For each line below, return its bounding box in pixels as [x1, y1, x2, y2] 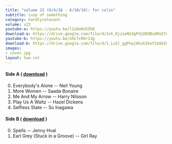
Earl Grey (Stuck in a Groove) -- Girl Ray [12, 133, 97, 139]
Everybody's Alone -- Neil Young [12, 83, 83, 89]
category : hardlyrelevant [5, 17, 60, 22]
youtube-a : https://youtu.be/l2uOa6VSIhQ [5, 27, 95, 32]
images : [5, 46, 22, 51]
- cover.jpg [5, 50, 31, 55]
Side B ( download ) [5, 116, 48, 122]
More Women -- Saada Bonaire [12, 88, 79, 94]
